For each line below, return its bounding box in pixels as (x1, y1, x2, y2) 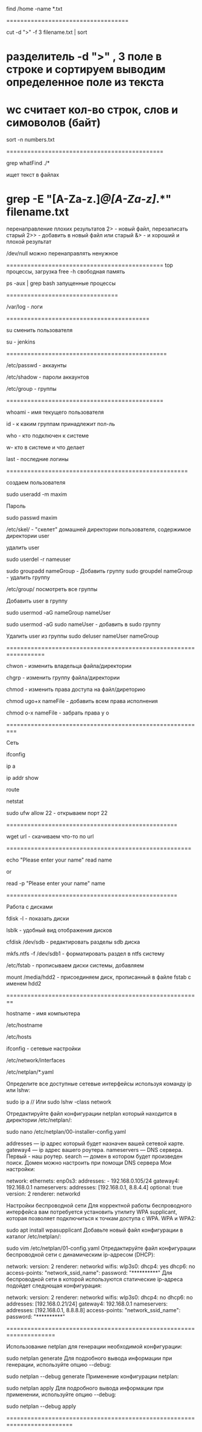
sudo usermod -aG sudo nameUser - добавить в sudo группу (6, 621, 161, 628)
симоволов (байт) (6, 116, 101, 129)
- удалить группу (6, 574, 50, 581)
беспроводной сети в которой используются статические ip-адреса (6, 1276, 183, 1283)
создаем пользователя (6, 479, 66, 486)
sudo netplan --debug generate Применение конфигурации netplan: (6, 1373, 179, 1380)
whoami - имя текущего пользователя (6, 408, 104, 416)
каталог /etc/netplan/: (6, 1233, 62, 1240)
